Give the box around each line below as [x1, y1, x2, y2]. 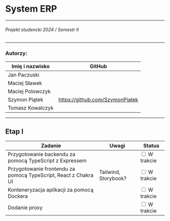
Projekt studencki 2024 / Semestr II [5, 26, 79, 33]
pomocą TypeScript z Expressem [8, 157, 87, 164]
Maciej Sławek [8, 80, 42, 87]
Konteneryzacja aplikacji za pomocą [8, 186, 94, 194]
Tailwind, [99, 169, 120, 176]
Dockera [8, 193, 28, 200]
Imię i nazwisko [12, 63, 50, 70]
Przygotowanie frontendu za [8, 166, 75, 173]
